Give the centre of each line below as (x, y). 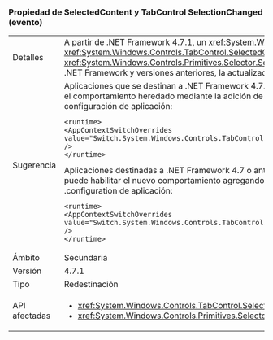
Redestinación (91, 285)
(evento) (26, 22)
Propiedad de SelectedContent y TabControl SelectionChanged (136, 12)
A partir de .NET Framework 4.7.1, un (135, 42)
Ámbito (26, 258)
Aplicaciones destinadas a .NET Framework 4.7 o (158, 171)
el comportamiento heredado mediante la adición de (164, 96)
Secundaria (86, 258)
